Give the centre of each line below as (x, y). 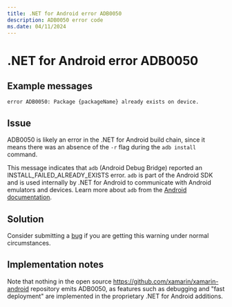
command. (22, 155)
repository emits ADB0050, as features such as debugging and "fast (128, 288)
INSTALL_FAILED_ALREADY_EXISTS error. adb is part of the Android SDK (110, 175)
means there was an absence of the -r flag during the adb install (102, 147)
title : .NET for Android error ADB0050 (65, 13)
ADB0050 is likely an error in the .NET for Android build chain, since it (106, 140)
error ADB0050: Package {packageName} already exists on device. (103, 102)
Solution (26, 219)
